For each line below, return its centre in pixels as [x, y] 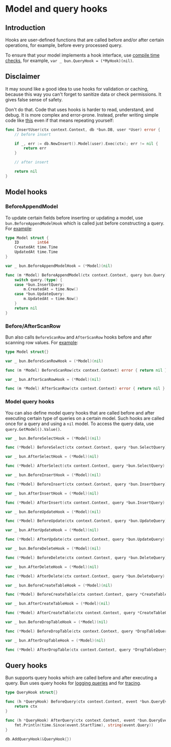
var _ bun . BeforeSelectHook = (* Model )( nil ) [53, 438]
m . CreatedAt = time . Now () [51, 289]
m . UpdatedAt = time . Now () [51, 299]
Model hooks [26, 192]
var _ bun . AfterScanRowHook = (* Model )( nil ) [53, 379]
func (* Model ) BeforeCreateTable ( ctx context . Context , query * [74, 594]
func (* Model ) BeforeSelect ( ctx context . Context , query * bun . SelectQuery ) [86, 448]
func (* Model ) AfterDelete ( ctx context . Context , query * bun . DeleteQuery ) [85, 576]
